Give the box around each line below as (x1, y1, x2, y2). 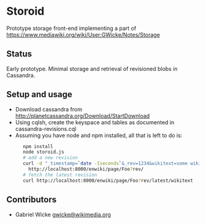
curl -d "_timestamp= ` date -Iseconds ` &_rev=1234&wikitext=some (22, 160, 188, 166)
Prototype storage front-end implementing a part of (6, 24, 137, 32)
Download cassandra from (15, 105, 83, 113)
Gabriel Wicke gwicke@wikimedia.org (15, 211, 112, 218)
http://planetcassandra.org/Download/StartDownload (15, 112, 150, 119)
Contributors (6, 195, 57, 205)
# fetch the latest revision (22, 171, 97, 178)
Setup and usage (6, 89, 72, 100)
